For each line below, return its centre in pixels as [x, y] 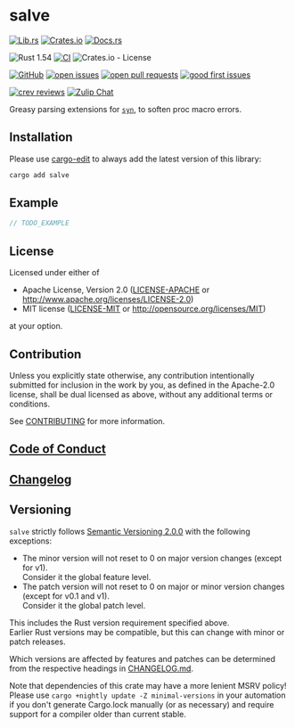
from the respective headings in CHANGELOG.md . [102, 668]
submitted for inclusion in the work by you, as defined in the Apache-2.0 [142, 385]
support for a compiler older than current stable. [98, 714]
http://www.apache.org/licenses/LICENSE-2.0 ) [108, 299]
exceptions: [30, 541]
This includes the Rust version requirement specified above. [119, 622]
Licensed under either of [54, 273]
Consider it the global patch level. [84, 605]
